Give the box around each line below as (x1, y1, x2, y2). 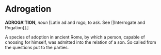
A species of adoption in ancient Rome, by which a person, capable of (5, 34, 145, 40)
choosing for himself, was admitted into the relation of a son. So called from (5, 39, 157, 45)
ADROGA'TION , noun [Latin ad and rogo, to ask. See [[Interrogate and (5, 19, 145, 25)
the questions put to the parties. (5, 44, 69, 50)
